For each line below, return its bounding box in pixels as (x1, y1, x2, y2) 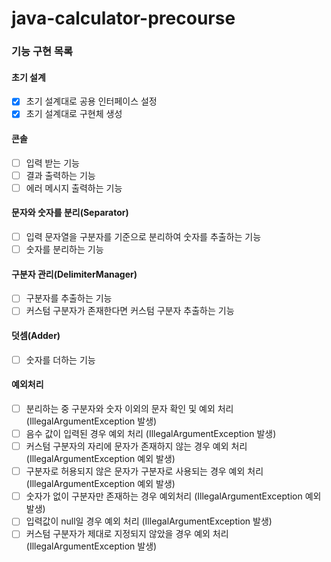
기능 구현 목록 (11, 45, 74, 59)
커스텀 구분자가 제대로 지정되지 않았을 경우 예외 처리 (25, 528, 229, 540)
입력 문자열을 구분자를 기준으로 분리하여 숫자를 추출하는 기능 (25, 231, 262, 243)
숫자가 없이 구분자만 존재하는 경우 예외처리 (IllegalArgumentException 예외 (25, 490, 322, 502)
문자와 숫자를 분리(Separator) (11, 207, 129, 219)
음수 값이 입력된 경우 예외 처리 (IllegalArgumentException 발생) (25, 428, 277, 440)
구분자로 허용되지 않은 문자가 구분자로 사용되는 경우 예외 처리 (25, 465, 264, 477)
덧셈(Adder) (11, 330, 61, 342)
